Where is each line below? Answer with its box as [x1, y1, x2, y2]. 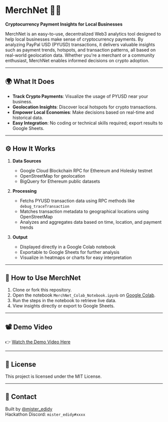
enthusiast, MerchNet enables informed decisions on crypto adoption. [5, 57, 149, 63]
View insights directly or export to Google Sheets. [12, 303, 115, 309]
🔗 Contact [5, 392, 37, 401]
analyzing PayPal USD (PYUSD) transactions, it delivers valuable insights [5, 41, 155, 47]
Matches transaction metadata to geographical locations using [19, 208, 149, 214]
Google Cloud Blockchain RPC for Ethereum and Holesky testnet [19, 168, 152, 174]
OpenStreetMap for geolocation [19, 173, 85, 179]
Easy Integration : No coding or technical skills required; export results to [12, 120, 163, 126]
